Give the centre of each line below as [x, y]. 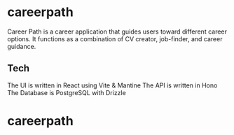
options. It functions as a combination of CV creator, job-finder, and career [115, 38]
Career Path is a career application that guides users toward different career [117, 31]
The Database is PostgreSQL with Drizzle [67, 92]
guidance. [22, 46]
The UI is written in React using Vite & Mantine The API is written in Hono [112, 85]
